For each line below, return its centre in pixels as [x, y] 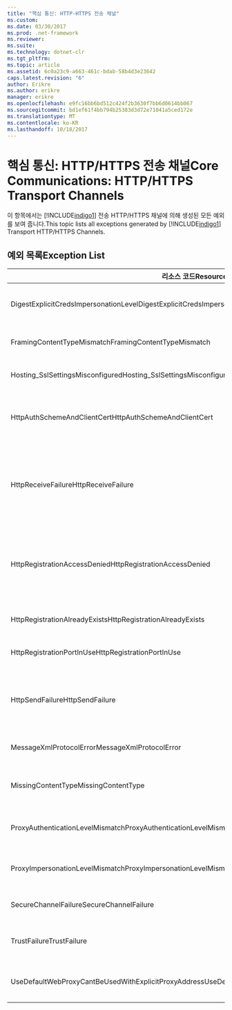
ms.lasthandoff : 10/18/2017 [48, 129]
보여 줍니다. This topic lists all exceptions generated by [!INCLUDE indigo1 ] [118, 224]
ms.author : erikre [33, 91]
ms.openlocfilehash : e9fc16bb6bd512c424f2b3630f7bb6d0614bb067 [100, 104]
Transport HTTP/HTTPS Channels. [56, 232]
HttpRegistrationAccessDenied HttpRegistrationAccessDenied [110, 564]
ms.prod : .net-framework [43, 33]
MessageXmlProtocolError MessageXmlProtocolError [96, 747]
